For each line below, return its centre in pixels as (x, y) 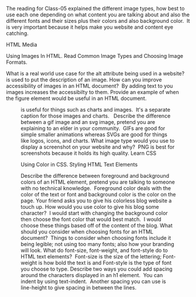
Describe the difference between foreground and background (95, 176)
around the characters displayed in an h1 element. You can (92, 275)
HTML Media (22, 44)
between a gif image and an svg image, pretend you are (88, 122)
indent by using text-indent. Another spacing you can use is (93, 281)
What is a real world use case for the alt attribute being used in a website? (95, 73)
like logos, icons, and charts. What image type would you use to (98, 141)
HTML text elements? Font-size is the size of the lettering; (91, 256)
